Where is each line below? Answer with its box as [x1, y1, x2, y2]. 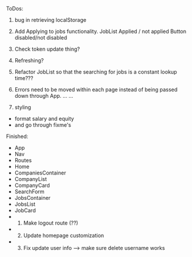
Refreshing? [14, 57, 44, 64]
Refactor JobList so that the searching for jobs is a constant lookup [14, 68, 177, 75]
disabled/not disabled [14, 34, 68, 41]
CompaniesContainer [14, 169, 66, 176]
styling [14, 104, 31, 111]
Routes [14, 157, 32, 164]
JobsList [14, 200, 36, 207]
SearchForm [14, 188, 45, 195]
